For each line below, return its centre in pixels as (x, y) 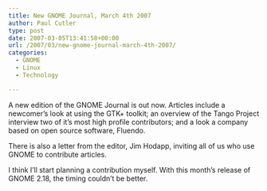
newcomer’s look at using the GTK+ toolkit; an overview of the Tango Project (134, 113)
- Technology (37, 75)
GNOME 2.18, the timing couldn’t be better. (78, 178)
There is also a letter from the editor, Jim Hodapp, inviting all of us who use (132, 145)
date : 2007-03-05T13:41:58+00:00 (64, 38)
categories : (28, 53)
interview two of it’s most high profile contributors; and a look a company (128, 121)
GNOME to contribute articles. (58, 154)
